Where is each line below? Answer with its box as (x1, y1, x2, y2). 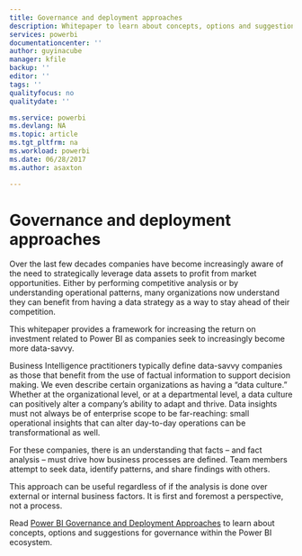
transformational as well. (9, 427, 101, 438)
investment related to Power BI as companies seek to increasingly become (9, 334, 286, 345)
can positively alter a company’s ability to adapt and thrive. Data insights (9, 399, 278, 409)
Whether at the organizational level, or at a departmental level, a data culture (9, 389, 293, 400)
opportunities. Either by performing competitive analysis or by (9, 278, 239, 289)
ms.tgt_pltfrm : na (9, 139, 78, 148)
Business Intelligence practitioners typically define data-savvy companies (9, 361, 283, 372)
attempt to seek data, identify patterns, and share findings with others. (9, 464, 271, 475)
